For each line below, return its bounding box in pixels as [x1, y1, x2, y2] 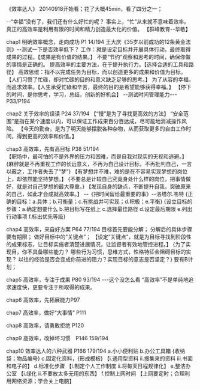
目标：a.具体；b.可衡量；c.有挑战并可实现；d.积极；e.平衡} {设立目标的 [16, 198, 193, 205]
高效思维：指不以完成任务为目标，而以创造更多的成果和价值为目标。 [17, 69, 186, 75]
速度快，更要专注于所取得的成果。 [11, 284, 96, 290]
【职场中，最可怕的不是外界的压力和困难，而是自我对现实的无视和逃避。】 [6, 153, 187, 160]
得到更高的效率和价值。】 [16, 133, 77, 139]
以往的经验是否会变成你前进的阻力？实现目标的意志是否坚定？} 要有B [17, 256, 189, 263]
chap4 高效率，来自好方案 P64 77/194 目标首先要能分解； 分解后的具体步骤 [6, 226, 193, 233]
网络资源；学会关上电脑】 [11, 377, 75, 385]
